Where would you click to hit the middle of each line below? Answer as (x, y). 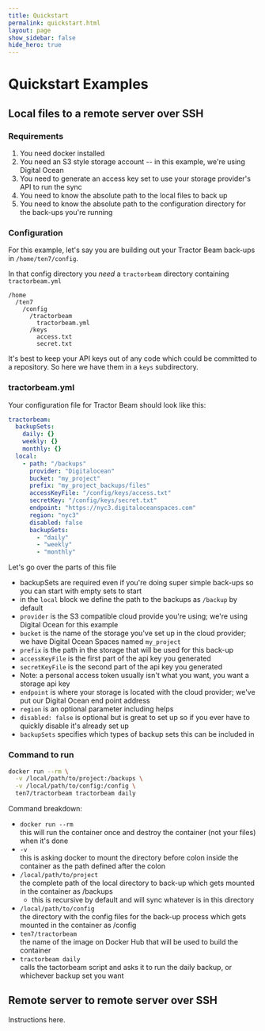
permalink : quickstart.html (55, 23)
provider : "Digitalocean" (72, 471)
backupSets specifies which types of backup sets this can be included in (137, 734)
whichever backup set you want (72, 975)
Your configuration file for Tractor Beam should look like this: (107, 404)
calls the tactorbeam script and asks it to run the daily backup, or (126, 968)
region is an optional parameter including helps (97, 709)
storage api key (45, 684)
